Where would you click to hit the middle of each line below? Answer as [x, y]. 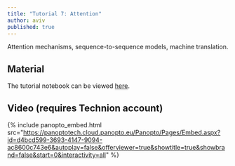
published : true [31, 27]
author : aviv [26, 20]
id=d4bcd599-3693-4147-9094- [55, 140]
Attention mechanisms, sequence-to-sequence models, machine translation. [118, 47]
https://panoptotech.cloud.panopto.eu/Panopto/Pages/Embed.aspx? [122, 132]
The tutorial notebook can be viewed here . [68, 86]
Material [26, 69]
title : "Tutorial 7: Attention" [54, 14]
